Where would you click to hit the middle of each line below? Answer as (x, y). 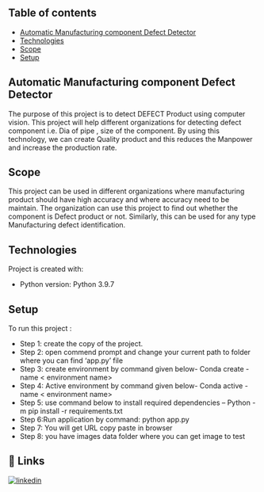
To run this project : (40, 329)
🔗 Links (27, 461)
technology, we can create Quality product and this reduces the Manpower (130, 139)
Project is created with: (46, 269)
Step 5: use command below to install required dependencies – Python (135, 402)
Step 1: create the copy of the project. (81, 344)
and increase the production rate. (63, 147)
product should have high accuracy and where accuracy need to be (119, 200)
